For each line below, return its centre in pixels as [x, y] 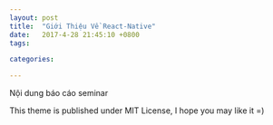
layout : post [34, 18]
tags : [19, 43]
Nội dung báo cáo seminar [59, 93]
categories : [32, 60]
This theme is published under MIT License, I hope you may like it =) [137, 111]
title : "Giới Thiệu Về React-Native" [83, 26]
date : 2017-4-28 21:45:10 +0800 [75, 34]
